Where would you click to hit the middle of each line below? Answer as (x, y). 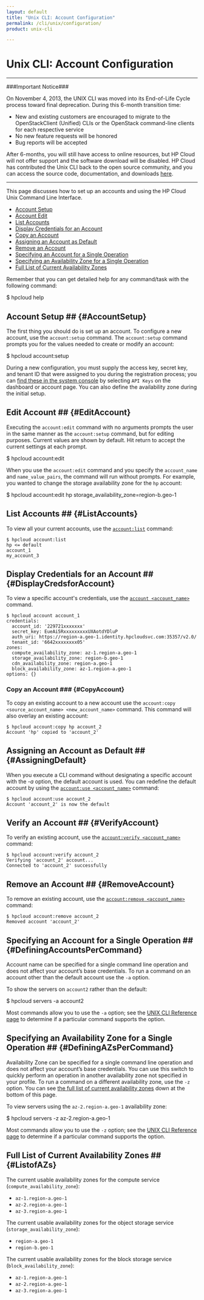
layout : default (27, 12)
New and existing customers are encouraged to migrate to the (93, 117)
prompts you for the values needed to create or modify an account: (90, 344)
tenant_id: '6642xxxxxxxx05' (49, 642)
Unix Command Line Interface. (45, 197)
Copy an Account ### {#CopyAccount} (65, 689)
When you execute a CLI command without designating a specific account (99, 775)
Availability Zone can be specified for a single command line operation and (100, 1062)
